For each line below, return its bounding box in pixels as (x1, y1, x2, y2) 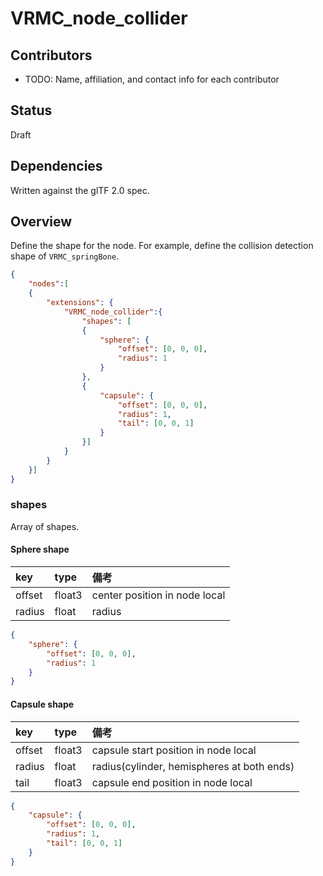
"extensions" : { (46, 298, 114, 308)
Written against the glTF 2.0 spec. (10, 184, 150, 196)
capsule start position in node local (91, 743, 257, 757)
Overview (10, 213, 73, 231)
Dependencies (10, 158, 103, 175)
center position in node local (91, 588, 226, 602)
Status (10, 102, 53, 119)
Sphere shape (10, 543, 70, 556)
